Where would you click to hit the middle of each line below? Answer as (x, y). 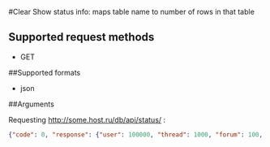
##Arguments (31, 104)
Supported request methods (81, 37)
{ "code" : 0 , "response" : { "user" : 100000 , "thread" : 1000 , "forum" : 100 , (136, 134)
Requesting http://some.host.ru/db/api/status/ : (87, 119)
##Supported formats (45, 72)
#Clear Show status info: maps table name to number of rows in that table (132, 12)
